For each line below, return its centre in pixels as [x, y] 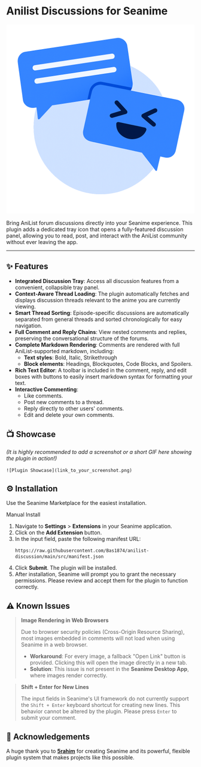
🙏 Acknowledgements [48, 737]
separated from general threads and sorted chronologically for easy [98, 319]
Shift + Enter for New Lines [55, 687]
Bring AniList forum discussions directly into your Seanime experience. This [99, 222]
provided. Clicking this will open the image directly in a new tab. [108, 663]
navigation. [29, 326]
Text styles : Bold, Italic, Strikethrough [71, 357]
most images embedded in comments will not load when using [98, 638]
